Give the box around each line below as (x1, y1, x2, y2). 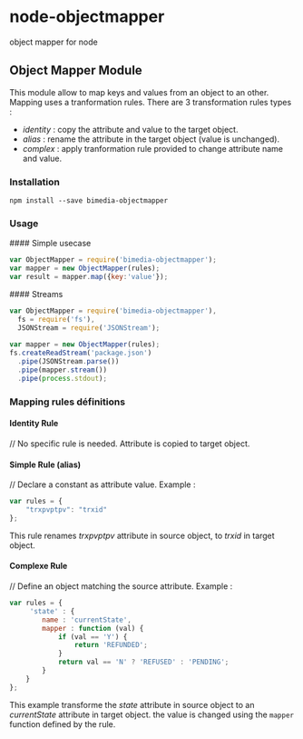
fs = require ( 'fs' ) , (17, 315, 95, 324)
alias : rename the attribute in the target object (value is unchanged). (22, 134, 280, 145)
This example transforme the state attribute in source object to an (9, 699, 255, 710)
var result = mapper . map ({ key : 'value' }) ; (9, 273, 169, 282)
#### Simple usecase (9, 238, 92, 249)
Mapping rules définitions (9, 395, 125, 408)
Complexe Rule (9, 561, 68, 572)
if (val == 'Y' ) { (57, 632, 128, 642)
